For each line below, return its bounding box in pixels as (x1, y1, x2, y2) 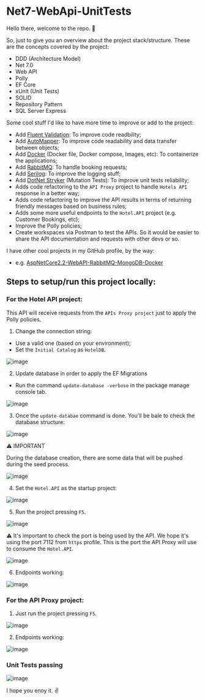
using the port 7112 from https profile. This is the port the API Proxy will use (6, 538, 197, 545)
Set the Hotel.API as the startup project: (15, 484, 117, 491)
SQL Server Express (15, 107, 66, 114)
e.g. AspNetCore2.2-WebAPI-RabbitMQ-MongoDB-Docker (15, 259, 163, 266)
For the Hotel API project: (6, 295, 83, 304)
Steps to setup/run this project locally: (6, 277, 156, 287)
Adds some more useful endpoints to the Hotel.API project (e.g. (15, 209, 176, 216)
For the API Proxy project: (6, 596, 84, 604)
